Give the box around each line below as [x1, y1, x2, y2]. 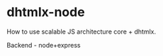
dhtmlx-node [6, 4, 86, 20]
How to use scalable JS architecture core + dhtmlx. [6, 27, 157, 36]
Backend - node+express [6, 41, 81, 49]
